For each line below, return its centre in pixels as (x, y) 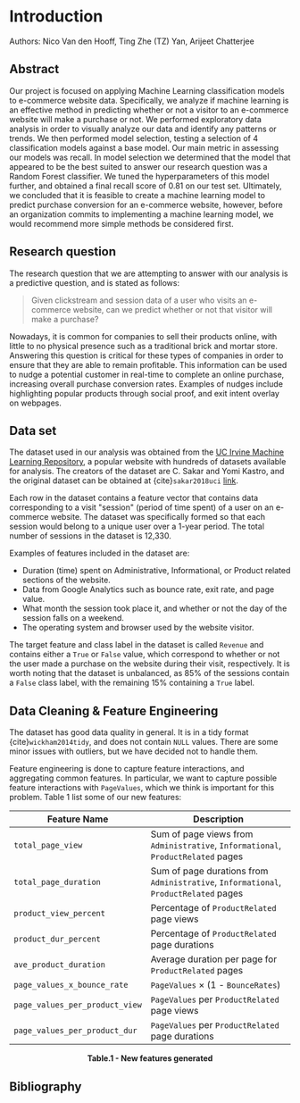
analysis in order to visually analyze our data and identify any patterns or (143, 129)
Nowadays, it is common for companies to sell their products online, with (143, 336)
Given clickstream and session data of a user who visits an (139, 300)
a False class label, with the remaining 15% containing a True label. (132, 683)
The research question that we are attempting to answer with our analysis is (149, 273)
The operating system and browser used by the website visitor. (138, 628)
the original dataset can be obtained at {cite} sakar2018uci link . (124, 480)
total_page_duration (57, 882)
